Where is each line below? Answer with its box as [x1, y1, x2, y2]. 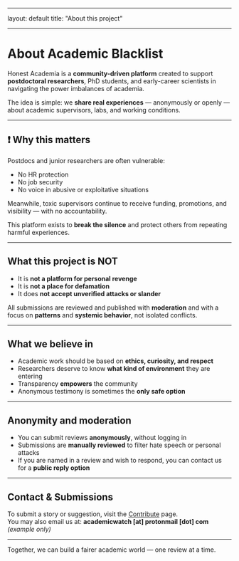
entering [17, 372, 43, 381]
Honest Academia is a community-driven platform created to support [7, 69, 213, 78]
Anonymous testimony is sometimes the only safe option [17, 387, 186, 396]
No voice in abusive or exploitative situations [17, 185, 149, 194]
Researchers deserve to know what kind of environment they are [17, 365, 211, 373]
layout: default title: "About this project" [7, 14, 123, 22]
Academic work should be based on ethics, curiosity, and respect [17, 357, 213, 365]
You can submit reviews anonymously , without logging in [17, 434, 187, 442]
